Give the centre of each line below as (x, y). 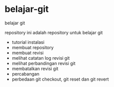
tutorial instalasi (28, 42)
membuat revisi (28, 53)
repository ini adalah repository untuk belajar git (54, 32)
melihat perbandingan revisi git (44, 63)
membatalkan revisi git (35, 69)
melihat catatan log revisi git (41, 58)
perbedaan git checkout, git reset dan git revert (60, 79)
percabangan (26, 74)
